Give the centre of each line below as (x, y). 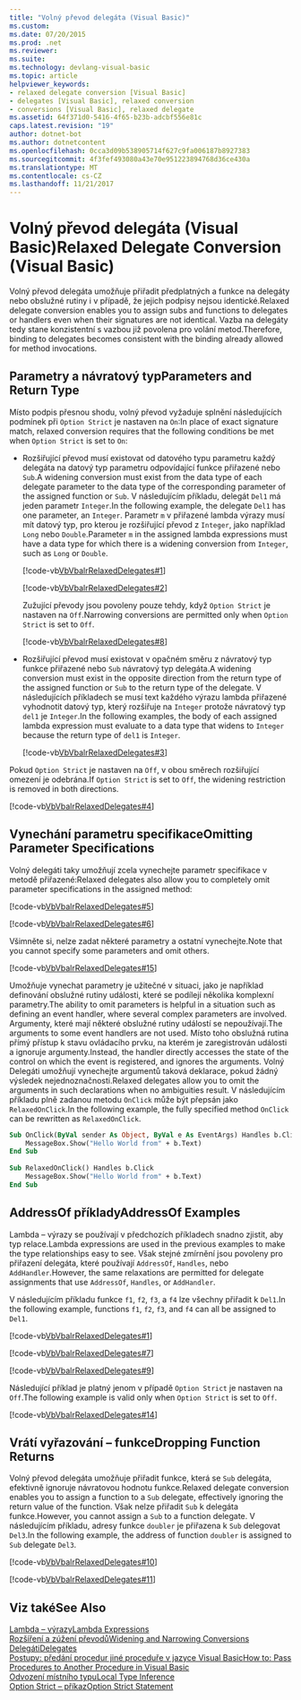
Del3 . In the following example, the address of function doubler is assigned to (150, 1535)
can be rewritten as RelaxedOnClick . (75, 1118)
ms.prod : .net (36, 43)
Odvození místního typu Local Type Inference (92, 1677)
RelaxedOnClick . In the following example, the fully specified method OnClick (149, 1109)
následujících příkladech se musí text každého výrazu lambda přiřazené (155, 697)
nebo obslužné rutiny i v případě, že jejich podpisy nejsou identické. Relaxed (149, 301)
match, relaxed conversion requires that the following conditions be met (142, 431)
